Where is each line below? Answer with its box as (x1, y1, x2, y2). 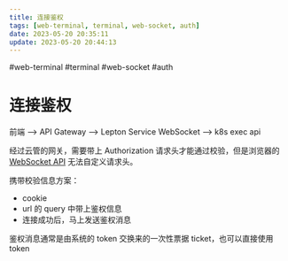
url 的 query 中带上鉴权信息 (21, 203, 122, 214)
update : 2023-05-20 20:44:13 (9, 37, 117, 47)
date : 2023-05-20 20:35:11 (9, 29, 109, 38)
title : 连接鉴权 (9, 12, 64, 22)
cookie (21, 193, 47, 203)
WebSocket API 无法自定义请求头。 (9, 157, 138, 167)
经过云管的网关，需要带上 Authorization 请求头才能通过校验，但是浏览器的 (9, 145, 281, 156)
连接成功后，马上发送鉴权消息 (21, 214, 131, 226)
